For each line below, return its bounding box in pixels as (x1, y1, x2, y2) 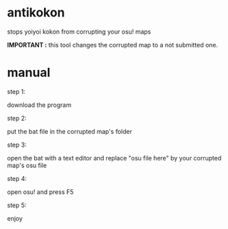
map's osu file (7, 161, 47, 169)
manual (7, 65, 51, 80)
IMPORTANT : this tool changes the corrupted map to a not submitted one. (7, 40, 218, 49)
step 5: (7, 201, 27, 209)
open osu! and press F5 (7, 187, 74, 196)
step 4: (7, 174, 27, 182)
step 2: (7, 114, 27, 122)
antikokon (7, 5, 65, 21)
